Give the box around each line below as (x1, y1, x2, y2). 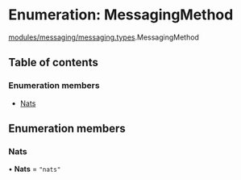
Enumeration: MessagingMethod (8, 6, 234, 24)
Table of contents (8, 56, 98, 69)
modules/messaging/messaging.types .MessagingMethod (8, 32, 200, 42)
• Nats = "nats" (8, 164, 61, 174)
